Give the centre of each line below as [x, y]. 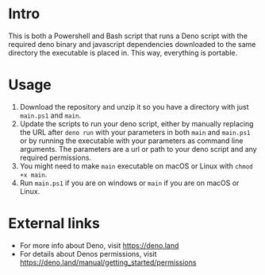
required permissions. [56, 157]
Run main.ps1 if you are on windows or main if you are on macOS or [129, 183]
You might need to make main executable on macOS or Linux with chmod [136, 166]
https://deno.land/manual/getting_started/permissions [108, 262]
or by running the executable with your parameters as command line [131, 141]
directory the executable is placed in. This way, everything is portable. [123, 52]
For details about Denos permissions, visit [88, 254]
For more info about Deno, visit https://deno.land [99, 245]
